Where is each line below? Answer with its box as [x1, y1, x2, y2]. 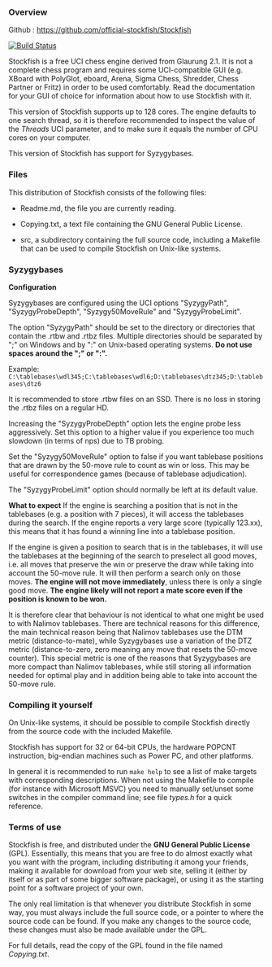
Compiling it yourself [8, 699, 93, 711]
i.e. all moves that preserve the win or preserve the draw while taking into [8, 559, 254, 569]
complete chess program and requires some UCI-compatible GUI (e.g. [8, 65, 244, 75]
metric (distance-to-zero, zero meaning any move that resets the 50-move [8, 644, 257, 654]
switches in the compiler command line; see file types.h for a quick [8, 793, 233, 803]
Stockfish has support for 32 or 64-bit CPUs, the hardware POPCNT [8, 742, 237, 752]
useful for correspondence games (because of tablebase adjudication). [8, 469, 248, 479]
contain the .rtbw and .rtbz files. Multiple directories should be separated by [8, 330, 263, 340]
